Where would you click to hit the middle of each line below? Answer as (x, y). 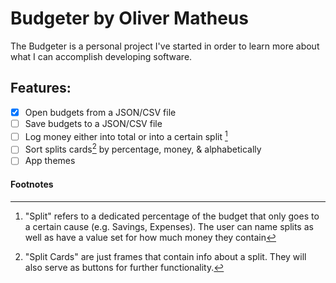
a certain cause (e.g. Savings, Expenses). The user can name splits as (169, 226)
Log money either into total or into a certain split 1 (126, 135)
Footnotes (32, 184)
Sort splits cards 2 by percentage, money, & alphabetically (143, 149)
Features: (41, 88)
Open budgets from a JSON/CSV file (100, 112)
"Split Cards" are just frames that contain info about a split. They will (165, 256)
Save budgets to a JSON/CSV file (93, 123)
